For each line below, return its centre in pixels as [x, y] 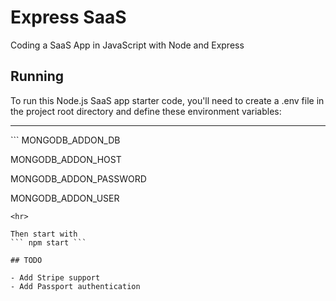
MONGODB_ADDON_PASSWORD [78, 178]
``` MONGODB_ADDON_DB [65, 140]
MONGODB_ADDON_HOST [66, 159]
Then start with [44, 234]
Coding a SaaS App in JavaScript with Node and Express [127, 45]
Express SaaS [68, 17]
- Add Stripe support [55, 277]
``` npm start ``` [48, 242]
